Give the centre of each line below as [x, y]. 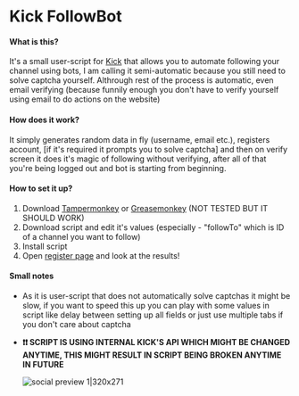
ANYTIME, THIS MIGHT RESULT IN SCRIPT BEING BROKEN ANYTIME [152, 355]
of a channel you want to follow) [81, 236]
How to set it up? [41, 188]
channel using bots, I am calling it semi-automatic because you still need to [147, 71]
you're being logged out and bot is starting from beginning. [118, 168]
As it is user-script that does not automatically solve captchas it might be [156, 296]
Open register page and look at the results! [101, 255]
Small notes [32, 276]
